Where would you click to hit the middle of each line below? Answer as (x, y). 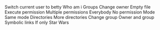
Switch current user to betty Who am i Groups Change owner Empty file (78, 7)
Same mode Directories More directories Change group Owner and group (80, 17)
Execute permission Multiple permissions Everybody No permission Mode (80, 12)
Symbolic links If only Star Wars (37, 22)
